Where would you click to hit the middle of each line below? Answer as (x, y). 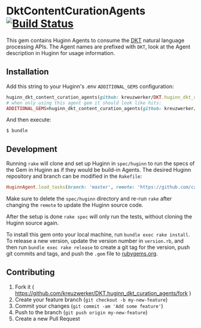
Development (32, 149)
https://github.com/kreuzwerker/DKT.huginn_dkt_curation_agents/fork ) (103, 293)
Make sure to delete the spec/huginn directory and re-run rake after (89, 199)
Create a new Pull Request (48, 318)
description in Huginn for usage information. (61, 53)
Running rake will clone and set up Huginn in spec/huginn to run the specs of (100, 163)
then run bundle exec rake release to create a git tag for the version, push (98, 247)
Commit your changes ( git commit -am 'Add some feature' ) (89, 306)
